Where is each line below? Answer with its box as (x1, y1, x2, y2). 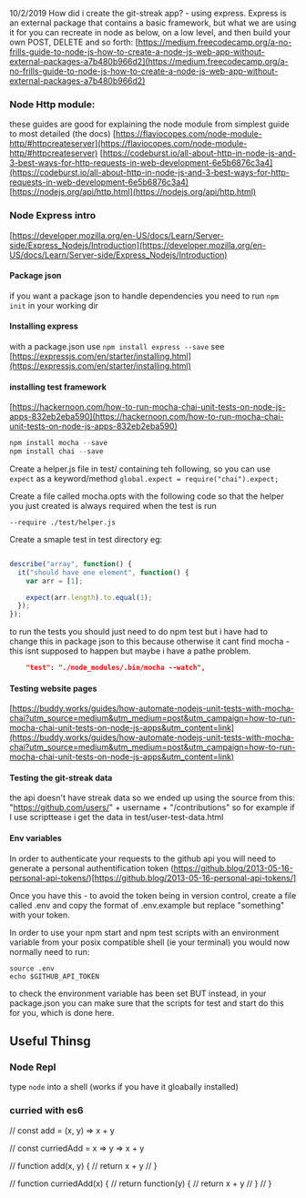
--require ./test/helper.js (9, 518, 117, 527)
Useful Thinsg (9, 1033, 91, 1050)
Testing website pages (9, 683, 97, 694)
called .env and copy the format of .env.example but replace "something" (9, 899, 285, 910)
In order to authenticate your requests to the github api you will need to (9, 853, 276, 864)
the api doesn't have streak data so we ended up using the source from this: (9, 792, 296, 804)
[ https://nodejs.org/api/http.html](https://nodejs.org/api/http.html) (9, 187, 257, 198)
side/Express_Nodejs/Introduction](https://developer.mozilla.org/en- (9, 239, 267, 250)
